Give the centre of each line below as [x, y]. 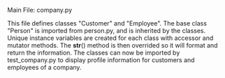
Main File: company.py [40, 10]
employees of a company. [44, 67]
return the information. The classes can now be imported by [94, 52]
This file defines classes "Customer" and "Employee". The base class [107, 23]
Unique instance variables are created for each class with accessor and [110, 38]
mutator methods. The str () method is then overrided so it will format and [112, 45]
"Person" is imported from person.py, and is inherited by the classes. [107, 31]
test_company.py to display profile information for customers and [101, 60]
